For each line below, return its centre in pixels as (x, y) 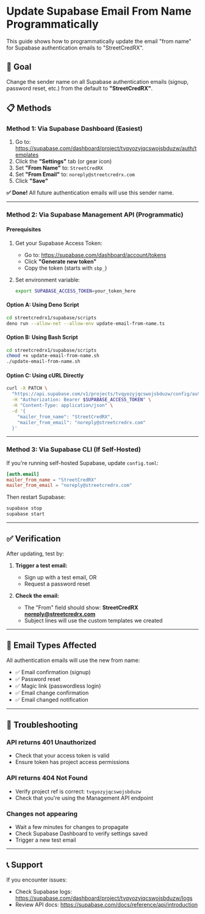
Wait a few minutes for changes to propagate (72, 827)
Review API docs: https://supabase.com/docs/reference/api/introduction (106, 904)
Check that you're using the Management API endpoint (84, 798)
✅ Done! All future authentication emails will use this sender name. (90, 193)
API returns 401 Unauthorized (51, 743)
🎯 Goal (19, 67)
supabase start (26, 514)
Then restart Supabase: (36, 497)
